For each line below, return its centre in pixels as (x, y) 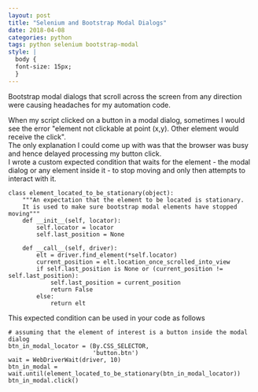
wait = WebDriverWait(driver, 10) (65, 360)
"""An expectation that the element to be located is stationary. (133, 200)
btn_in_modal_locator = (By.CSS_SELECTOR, (79, 346)
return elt (68, 303)
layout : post (29, 15)
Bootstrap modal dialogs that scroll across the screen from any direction (125, 96)
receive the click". (37, 137)
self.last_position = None (81, 234)
